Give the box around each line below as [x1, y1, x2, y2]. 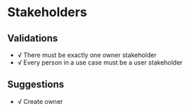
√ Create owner [17, 97, 63, 105]
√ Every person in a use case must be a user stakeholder [17, 58, 183, 67]
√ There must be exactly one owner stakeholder [17, 51, 157, 59]
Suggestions [7, 79, 65, 91]
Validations [7, 32, 58, 44]
